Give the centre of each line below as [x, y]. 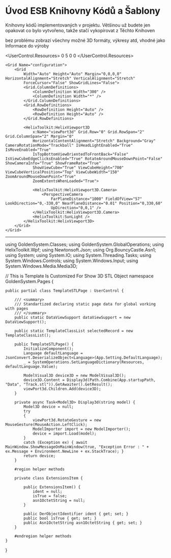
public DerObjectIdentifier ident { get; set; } [76, 514]
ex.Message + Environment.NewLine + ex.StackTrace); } [65, 451]
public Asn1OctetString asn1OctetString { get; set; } [83, 523]
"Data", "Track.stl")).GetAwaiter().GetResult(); [59, 384]
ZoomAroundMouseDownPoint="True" [41, 176]
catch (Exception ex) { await [55, 442]
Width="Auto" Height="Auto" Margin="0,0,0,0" [73, 74]
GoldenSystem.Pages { [30, 281]
